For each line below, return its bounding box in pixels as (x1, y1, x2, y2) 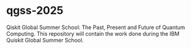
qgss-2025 (6, 4, 63, 18)
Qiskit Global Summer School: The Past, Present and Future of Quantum (6, 24, 186, 31)
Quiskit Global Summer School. (6, 36, 84, 44)
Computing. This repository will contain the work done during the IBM (6, 30, 180, 37)
